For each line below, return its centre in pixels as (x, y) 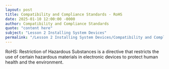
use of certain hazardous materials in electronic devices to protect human (82, 57)
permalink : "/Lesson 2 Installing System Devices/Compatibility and (78, 38)
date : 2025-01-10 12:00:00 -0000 (40, 19)
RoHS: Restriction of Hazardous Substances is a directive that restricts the (82, 51)
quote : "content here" (29, 28)
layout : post (19, 10)
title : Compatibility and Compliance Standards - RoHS (64, 14)
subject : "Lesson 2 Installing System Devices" (56, 33)
